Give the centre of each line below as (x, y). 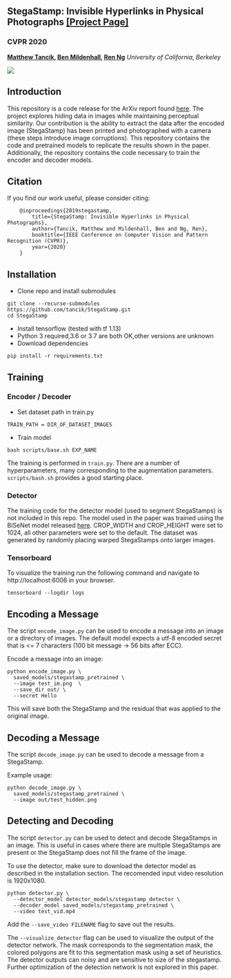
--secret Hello (35, 696)
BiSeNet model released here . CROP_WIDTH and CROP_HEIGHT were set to (115, 526)
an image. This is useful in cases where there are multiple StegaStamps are (114, 845)
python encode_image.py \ (44, 672)
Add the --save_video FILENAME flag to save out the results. (91, 924)
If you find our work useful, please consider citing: (79, 198)
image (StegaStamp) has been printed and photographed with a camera (109, 130)
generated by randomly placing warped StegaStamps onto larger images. (111, 540)
